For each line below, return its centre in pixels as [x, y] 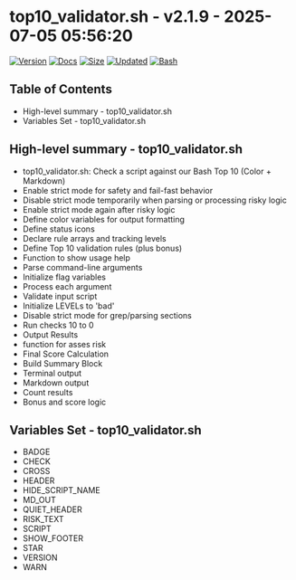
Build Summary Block [62, 363]
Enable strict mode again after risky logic [99, 209]
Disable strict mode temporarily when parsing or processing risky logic [154, 200]
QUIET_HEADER [53, 509]
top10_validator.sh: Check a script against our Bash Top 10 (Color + [147, 171]
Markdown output [56, 383]
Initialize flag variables [64, 277]
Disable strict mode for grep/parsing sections [107, 315]
